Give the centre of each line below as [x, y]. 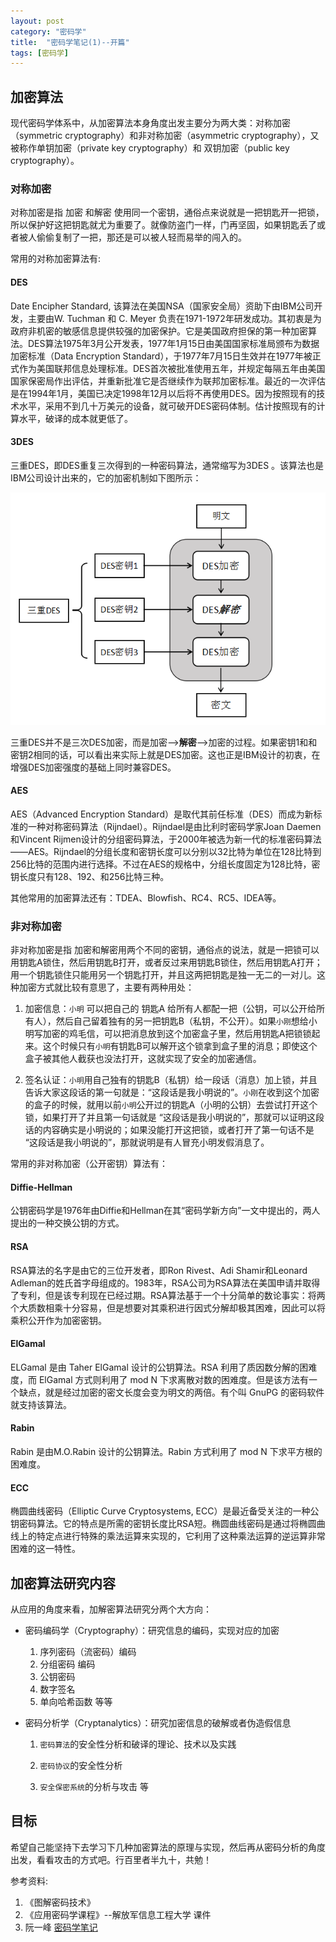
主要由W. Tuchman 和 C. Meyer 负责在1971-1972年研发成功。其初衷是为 [174, 318]
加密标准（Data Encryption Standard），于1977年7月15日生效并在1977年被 [161, 356]
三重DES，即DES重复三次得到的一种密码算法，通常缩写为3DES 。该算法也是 [167, 465]
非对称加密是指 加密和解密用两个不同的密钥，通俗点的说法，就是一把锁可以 [165, 950]
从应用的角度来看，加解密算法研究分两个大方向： [111, 1609]
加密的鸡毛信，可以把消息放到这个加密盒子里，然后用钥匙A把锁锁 [177, 1034]
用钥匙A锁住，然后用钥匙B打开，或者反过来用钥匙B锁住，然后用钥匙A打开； [166, 962]
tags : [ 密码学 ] [40, 53]
